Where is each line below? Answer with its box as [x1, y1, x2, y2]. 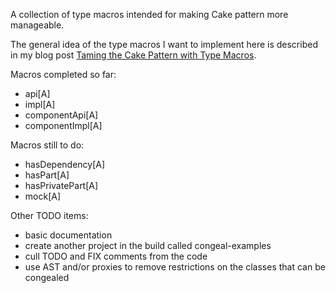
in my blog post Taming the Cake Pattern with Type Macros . [10, 49, 257, 61]
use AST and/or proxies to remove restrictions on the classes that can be [24, 261, 326, 273]
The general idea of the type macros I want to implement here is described [10, 39, 318, 50]
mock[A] [24, 190, 62, 202]
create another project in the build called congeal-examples [24, 240, 272, 251]
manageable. [10, 19, 65, 31]
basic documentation [24, 229, 113, 241]
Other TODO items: [10, 210, 89, 221]
